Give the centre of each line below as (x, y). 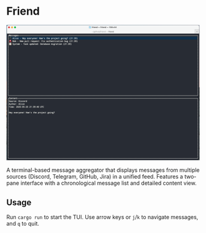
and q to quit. (23, 224)
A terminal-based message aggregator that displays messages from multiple (103, 170)
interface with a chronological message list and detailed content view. (109, 183)
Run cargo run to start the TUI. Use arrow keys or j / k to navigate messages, (102, 217)
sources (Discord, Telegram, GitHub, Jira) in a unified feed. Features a (95, 177)
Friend (23, 11)
